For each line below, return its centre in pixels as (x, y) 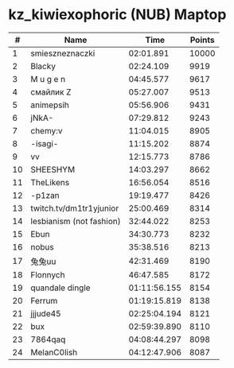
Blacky (43, 66)
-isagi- (45, 143)
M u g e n (48, 79)
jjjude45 (46, 313)
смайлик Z (51, 91)
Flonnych (48, 274)
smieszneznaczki (63, 53)
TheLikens (50, 182)
